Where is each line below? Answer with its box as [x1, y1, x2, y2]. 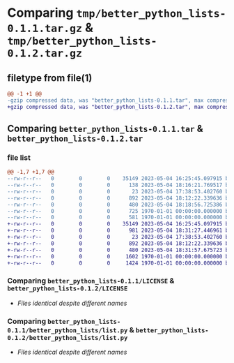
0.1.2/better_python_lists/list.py [7, 334, 128, 341]
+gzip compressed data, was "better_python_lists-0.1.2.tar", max [7, 103, 204, 110]
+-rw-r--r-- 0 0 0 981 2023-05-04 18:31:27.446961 [7, 227, 223, 235]
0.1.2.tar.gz [7, 47, 82, 60]
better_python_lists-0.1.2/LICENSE [7, 285, 128, 292]
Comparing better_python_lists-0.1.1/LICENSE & [7, 276, 175, 286]
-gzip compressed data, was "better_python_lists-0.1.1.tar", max [7, 96, 204, 104]
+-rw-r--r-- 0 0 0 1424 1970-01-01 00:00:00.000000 [7, 260, 223, 267]
